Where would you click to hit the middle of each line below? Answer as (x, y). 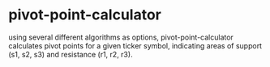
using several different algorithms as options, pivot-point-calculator (121, 37)
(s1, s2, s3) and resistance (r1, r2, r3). (71, 54)
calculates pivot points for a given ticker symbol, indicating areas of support (135, 45)
